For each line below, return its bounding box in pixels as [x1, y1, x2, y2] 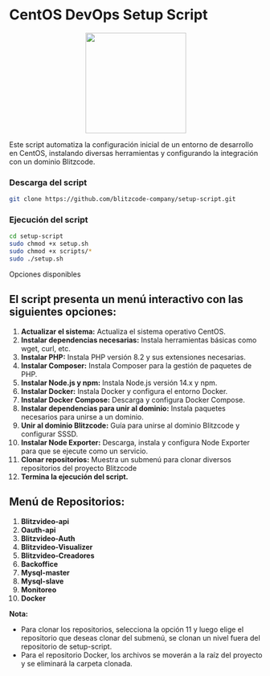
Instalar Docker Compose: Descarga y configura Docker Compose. [20, 395, 246, 404]
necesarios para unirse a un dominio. [20, 412, 144, 421]
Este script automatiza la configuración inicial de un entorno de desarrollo [9, 139, 254, 150]
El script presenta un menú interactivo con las [9, 293, 243, 306]
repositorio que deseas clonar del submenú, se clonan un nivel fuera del [20, 633, 260, 642]
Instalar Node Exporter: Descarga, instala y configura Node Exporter [20, 437, 250, 447]
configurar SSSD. [20, 428, 79, 439]
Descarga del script [9, 177, 88, 188]
